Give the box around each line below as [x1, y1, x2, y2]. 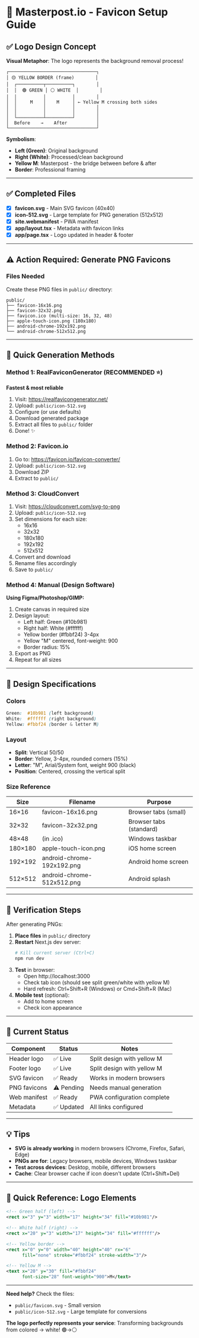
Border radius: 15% [23, 643, 70, 651]
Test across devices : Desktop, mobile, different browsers [14, 1163, 156, 1171]
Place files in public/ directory [14, 932, 91, 940]
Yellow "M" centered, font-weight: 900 [23, 638, 118, 645]
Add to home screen [23, 997, 74, 1005]
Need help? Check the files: [6, 1291, 75, 1298]
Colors [6, 697, 26, 705]
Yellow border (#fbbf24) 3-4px [23, 631, 99, 638]
